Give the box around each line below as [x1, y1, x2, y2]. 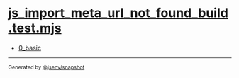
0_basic [18, 43, 42, 52]
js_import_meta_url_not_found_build [8, 5, 229, 21]
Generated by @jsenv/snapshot [8, 64, 85, 71]
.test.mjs [8, 20, 62, 36]
